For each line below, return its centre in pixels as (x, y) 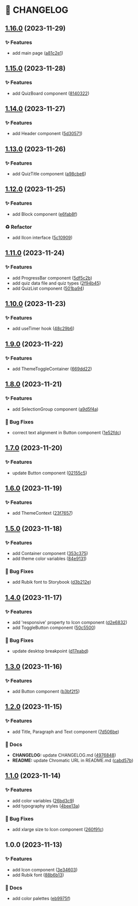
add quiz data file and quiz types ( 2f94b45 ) (56, 283)
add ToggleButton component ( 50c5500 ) (54, 627)
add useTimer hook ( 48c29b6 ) (43, 329)
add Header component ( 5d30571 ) (47, 134)
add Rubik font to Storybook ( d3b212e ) (52, 582)
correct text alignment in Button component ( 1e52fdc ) (67, 432)
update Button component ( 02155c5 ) (50, 473)
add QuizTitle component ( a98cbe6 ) (49, 174)
